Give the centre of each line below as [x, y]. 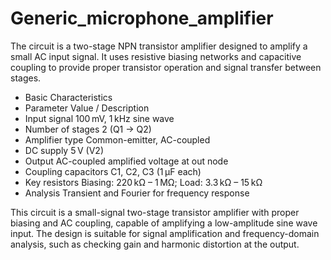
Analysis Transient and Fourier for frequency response [137, 193]
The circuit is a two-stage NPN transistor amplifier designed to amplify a [159, 46]
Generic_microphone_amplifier [142, 18]
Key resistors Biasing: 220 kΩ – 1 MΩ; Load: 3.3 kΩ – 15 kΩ [143, 182]
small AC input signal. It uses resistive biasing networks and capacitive [156, 56]
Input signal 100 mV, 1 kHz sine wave [99, 118]
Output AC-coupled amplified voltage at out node [126, 161]
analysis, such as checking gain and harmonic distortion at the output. [155, 244]
